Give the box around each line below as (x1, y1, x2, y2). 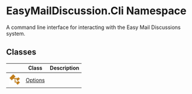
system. (6, 30, 25, 37)
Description (50, 64, 80, 72)
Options (25, 76, 45, 83)
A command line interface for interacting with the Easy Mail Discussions (6, 24, 181, 31)
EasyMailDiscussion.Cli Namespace (6, 4, 187, 18)
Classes (6, 47, 37, 57)
